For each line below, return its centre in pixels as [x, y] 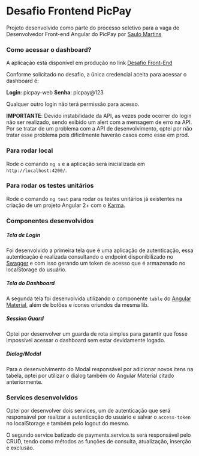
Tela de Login [23, 235]
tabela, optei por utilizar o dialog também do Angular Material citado [90, 375]
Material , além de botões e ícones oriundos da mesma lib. [78, 304]
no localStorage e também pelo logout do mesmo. [68, 423]
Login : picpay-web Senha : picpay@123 [55, 93]
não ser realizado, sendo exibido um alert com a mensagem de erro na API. [99, 122]
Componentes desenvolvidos [50, 221]
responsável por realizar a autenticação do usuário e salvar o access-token [98, 417]
